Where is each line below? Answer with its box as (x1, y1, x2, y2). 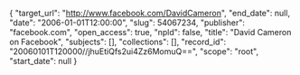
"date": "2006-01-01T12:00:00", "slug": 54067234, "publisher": (9, 17, 246, 28)
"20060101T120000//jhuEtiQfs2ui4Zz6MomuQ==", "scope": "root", (9, 46, 259, 57)
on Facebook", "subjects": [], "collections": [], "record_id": (9, 36, 227, 47)
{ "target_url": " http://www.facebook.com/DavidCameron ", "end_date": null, (9, 8, 291, 18)
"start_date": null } (9, 56, 78, 66)
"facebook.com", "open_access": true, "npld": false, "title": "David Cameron (9, 27, 292, 37)
